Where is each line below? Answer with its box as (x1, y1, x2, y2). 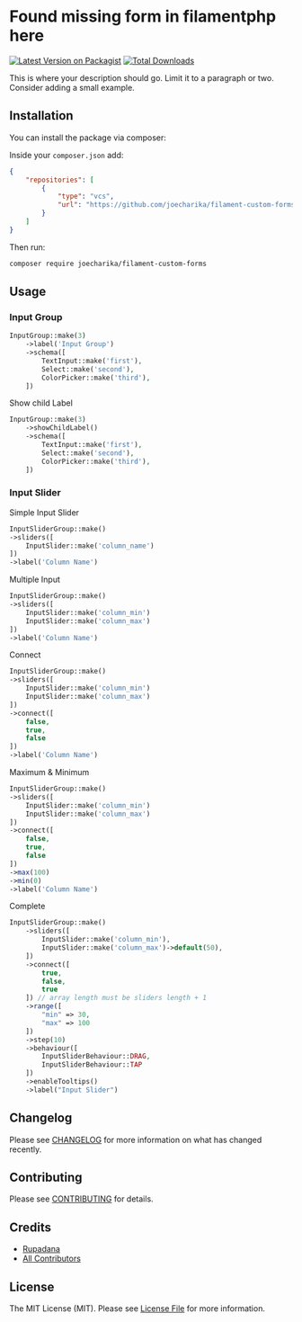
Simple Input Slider (9, 506, 79, 518)
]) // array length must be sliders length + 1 (25, 994, 207, 1003)
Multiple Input (9, 574, 61, 585)
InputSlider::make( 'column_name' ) (25, 541, 155, 550)
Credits (9, 1219, 52, 1235)
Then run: (9, 241, 46, 253)
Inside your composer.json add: (9, 149, 124, 160)
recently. (9, 1144, 42, 1155)
